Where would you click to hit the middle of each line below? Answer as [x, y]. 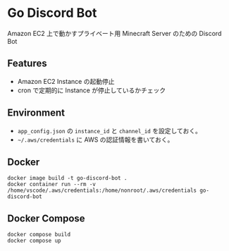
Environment [36, 113]
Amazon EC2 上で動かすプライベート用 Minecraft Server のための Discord [114, 33]
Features [27, 64]
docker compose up [34, 241]
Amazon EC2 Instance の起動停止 [66, 81]
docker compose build [39, 235]
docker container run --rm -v [52, 185]
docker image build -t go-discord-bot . [68, 178]
